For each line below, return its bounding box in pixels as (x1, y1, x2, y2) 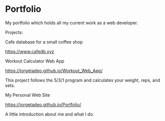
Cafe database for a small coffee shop (5, 39, 83, 45)
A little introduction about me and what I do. (5, 111, 94, 117)
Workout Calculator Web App (5, 58, 65, 64)
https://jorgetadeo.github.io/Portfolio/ (5, 101, 82, 107)
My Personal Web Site (5, 92, 50, 98)
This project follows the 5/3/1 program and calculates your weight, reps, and (5, 77, 161, 83)
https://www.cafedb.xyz (5, 48, 54, 54)
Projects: (5, 29, 23, 35)
